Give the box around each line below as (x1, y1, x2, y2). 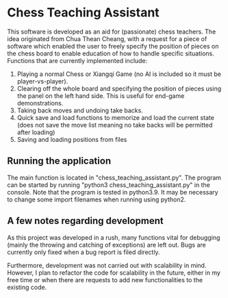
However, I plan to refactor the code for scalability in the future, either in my (7, 269, 221, 277)
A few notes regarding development (7, 215, 164, 227)
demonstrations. (16, 99, 64, 107)
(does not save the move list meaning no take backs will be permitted (16, 121, 213, 129)
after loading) (16, 128, 55, 136)
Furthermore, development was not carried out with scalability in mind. (7, 261, 207, 269)
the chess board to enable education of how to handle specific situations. (7, 49, 214, 58)
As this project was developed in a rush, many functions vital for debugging (7, 233, 220, 241)
